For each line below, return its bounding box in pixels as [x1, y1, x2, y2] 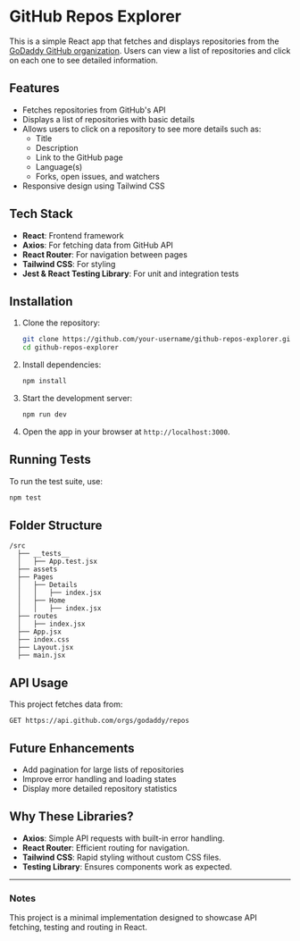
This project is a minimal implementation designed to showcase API [9, 912, 257, 923]
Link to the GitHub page [35, 152, 123, 163]
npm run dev [21, 410, 67, 419]
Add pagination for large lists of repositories [21, 764, 185, 775]
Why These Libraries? [9, 809, 134, 824]
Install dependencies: [21, 359, 102, 370]
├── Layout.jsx [17, 643, 74, 652]
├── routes [17, 612, 58, 621]
